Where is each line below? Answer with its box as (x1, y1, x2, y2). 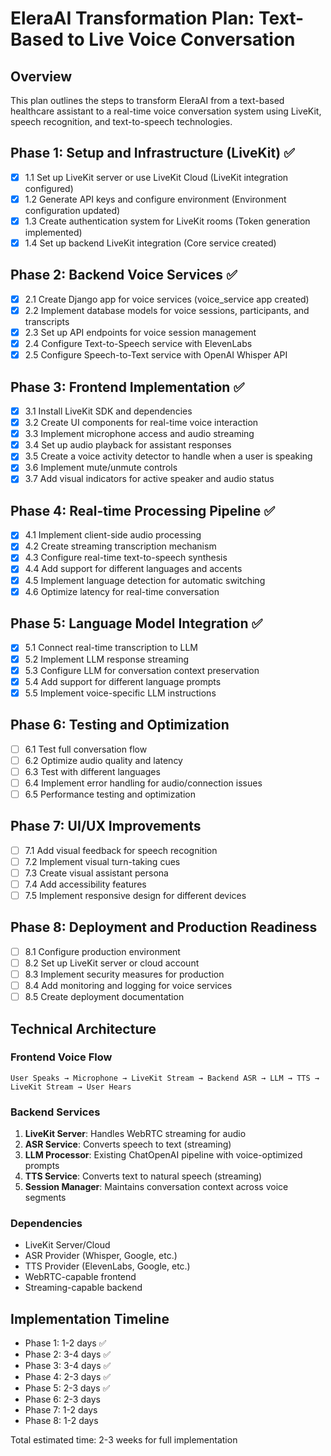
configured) (24, 182, 74, 194)
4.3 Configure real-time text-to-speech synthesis (24, 552, 228, 564)
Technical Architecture (10, 1020, 157, 1037)
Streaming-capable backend (24, 1282, 143, 1294)
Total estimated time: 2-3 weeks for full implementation (10, 1434, 238, 1446)
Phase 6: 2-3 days (24, 1393, 101, 1406)
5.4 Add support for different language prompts (24, 675, 222, 687)
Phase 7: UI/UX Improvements (10, 818, 202, 835)
